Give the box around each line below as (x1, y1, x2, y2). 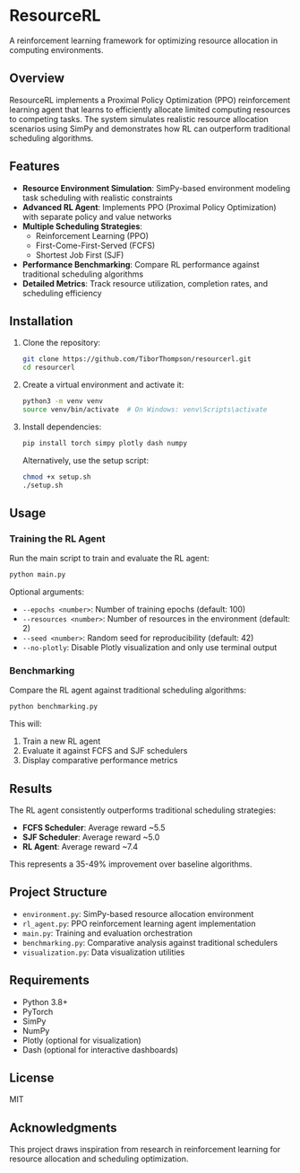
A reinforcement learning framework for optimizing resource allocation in (9, 35, 279, 46)
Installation (9, 313, 73, 329)
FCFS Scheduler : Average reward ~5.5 (21, 823, 166, 833)
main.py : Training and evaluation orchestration (21, 927, 193, 939)
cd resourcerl (21, 363, 75, 373)
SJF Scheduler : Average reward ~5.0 (21, 832, 160, 842)
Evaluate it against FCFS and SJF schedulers (21, 745, 188, 756)
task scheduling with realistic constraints (21, 192, 173, 203)
